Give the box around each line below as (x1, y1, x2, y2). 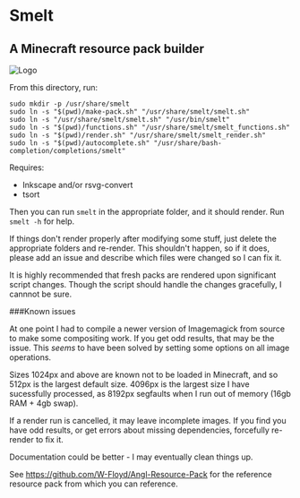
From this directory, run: (9, 82, 99, 92)
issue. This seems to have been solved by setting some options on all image (9, 342, 290, 353)
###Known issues (9, 306, 76, 316)
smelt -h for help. (9, 216, 75, 227)
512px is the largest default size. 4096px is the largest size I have (9, 379, 250, 390)
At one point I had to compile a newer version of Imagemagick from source (9, 323, 285, 334)
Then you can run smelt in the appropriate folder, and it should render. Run (9, 207, 285, 217)
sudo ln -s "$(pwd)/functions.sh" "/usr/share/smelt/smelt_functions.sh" (9, 123, 291, 132)
